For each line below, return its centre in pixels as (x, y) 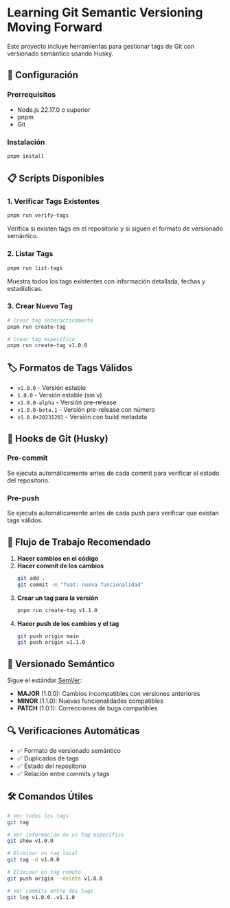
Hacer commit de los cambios (60, 566)
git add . (31, 578)
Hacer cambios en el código (58, 558)
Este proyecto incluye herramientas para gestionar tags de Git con (101, 46)
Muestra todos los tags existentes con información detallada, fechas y (106, 281)
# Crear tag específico (41, 339)
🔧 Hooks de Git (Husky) (58, 438)
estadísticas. (25, 288)
